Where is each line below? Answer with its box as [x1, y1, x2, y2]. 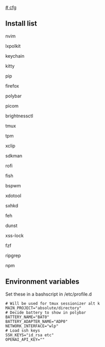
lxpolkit [5, 43, 21, 49]
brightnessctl [5, 113, 33, 119]
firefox [5, 82, 20, 89]
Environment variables [5, 277, 80, 286]
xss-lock [5, 232, 24, 238]
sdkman [5, 152, 23, 159]
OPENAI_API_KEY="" [5, 337, 45, 342]
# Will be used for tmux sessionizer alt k [5, 301, 100, 306]
